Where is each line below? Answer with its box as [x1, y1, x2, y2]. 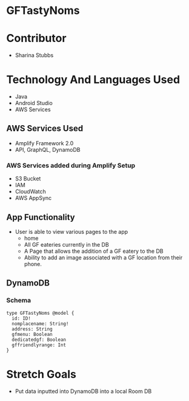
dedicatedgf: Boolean [12, 337, 67, 343]
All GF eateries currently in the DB [24, 241, 109, 248]
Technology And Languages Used [6, 73, 181, 87]
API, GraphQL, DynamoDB [15, 146, 81, 153]
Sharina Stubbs [15, 52, 54, 59]
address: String [12, 326, 53, 332]
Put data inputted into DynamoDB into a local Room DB [15, 387, 152, 395]
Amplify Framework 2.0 [15, 139, 74, 146]
